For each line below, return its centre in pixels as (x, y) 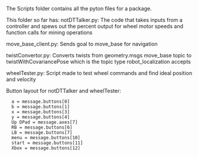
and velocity (21, 79)
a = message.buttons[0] (40, 102)
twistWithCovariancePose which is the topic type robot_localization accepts (98, 62)
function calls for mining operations (49, 32)
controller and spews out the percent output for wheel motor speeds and (95, 26)
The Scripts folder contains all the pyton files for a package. (79, 9)
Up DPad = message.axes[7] (45, 122)
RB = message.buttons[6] (42, 127)
